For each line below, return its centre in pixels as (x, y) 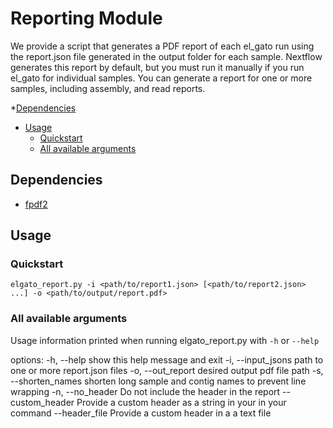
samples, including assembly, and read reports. (108, 88)
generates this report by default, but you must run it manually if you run (157, 67)
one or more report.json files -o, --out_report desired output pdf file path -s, (167, 370)
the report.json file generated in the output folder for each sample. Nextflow (166, 56)
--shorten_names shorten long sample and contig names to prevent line (158, 381)
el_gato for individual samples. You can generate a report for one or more (161, 78)
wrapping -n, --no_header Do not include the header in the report (145, 391)
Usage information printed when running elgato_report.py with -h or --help (165, 340)
